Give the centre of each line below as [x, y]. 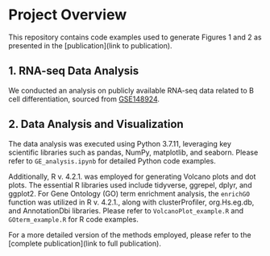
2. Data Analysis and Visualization [96, 124]
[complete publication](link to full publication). [85, 243]
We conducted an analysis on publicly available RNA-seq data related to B [131, 90]
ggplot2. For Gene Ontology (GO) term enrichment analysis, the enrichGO [129, 193]
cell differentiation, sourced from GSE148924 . [84, 99]
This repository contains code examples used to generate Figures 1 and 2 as [135, 37]
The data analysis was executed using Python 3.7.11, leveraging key [120, 143]
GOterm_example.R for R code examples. [74, 219]
